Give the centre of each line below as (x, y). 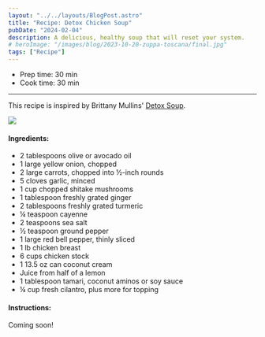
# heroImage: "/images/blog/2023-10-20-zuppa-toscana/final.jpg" (118, 45)
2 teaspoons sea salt (54, 223)
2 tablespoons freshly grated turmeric (81, 206)
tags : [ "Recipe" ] (37, 52)
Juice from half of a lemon (62, 273)
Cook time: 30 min (50, 83)
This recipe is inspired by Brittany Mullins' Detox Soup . (97, 106)
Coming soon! (31, 325)
